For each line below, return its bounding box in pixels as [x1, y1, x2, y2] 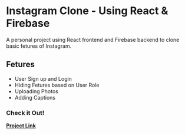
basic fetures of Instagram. [6, 42, 72, 50]
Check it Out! [6, 108, 45, 117]
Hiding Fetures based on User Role [14, 81, 100, 88]
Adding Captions [14, 94, 56, 101]
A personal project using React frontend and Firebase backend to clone [6, 36, 180, 43]
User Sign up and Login [14, 75, 72, 82]
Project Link [6, 122, 37, 129]
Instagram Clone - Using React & [6, 4, 169, 18]
